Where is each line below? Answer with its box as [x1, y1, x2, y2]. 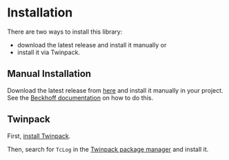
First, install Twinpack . [7, 132, 71, 140]
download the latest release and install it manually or [17, 41, 167, 49]
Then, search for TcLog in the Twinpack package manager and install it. [7, 145, 209, 153]
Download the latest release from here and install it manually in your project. [7, 86, 223, 94]
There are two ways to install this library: [7, 27, 123, 36]
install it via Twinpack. [17, 48, 81, 56]
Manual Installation [7, 68, 92, 80]
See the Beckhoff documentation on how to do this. [7, 93, 154, 102]
